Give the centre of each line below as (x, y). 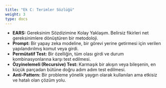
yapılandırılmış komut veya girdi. (45, 49)
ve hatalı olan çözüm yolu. (39, 80)
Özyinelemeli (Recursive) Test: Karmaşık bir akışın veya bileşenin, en (84, 64)
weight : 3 (15, 14)
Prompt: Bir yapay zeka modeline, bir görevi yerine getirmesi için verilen (86, 44)
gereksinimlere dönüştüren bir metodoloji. (55, 38)
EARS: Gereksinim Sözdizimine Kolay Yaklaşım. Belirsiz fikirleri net (81, 33)
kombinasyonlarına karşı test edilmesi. (52, 59)
